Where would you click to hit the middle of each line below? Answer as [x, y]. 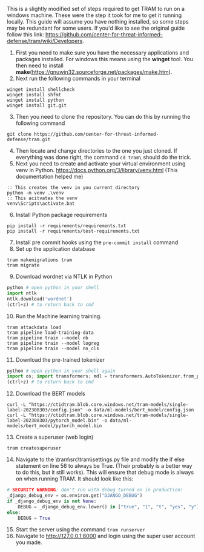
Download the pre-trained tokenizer [60, 359]
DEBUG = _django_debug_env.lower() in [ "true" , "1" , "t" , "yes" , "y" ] [109, 507]
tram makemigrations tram [39, 260]
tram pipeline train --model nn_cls [53, 348]
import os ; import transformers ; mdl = [57, 376]
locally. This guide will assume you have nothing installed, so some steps [98, 22]
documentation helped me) [49, 176]
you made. [29, 542]
